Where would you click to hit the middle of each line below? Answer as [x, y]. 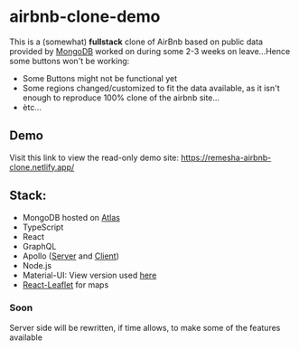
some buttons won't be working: [70, 61]
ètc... [32, 107]
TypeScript [43, 227]
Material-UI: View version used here [89, 275]
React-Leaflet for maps [65, 284]
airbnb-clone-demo [85, 17]
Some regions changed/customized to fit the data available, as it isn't [151, 88]
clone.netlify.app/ [42, 167]
